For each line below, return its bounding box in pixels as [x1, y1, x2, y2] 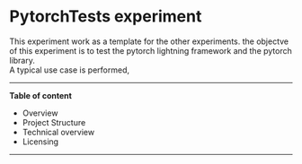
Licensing [22, 136, 59, 147]
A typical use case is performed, [9, 65, 130, 75]
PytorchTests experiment [9, 6, 202, 27]
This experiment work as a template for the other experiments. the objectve [9, 36, 289, 47]
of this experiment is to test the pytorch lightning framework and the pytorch [9, 45, 292, 56]
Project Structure [22, 117, 86, 127]
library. [9, 55, 36, 65]
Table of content [9, 90, 72, 100]
